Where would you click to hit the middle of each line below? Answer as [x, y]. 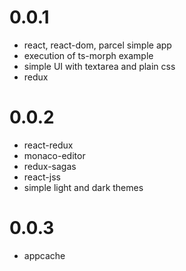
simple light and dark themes [83, 187]
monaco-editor [54, 155]
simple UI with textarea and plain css [99, 66]
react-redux [48, 145]
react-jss [42, 177]
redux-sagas [50, 166]
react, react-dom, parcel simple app [97, 45]
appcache [44, 255]
